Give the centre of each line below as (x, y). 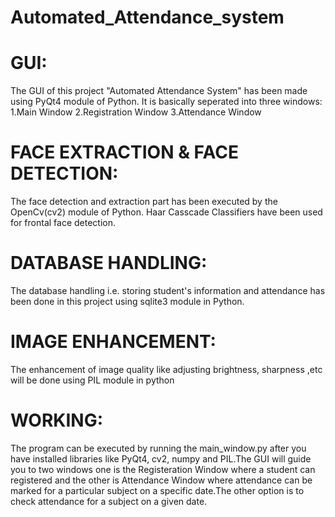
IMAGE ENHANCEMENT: (113, 342)
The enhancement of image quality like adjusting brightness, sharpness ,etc (166, 369)
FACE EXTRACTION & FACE (124, 152)
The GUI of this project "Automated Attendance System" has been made (159, 91)
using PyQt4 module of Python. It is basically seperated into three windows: (166, 102)
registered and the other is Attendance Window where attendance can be (161, 480)
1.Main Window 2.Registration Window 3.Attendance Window (136, 112)
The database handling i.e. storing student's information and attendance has (168, 290)
